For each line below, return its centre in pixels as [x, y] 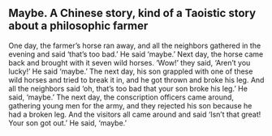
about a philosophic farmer [78, 26]
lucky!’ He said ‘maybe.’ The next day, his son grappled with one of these [131, 71]
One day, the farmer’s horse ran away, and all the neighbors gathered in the [135, 45]
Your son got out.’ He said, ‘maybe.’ [68, 123]
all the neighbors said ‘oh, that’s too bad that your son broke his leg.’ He [128, 88]
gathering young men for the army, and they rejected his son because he [130, 105]
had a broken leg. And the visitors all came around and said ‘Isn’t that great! [135, 114]
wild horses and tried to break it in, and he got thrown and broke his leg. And [136, 79]
